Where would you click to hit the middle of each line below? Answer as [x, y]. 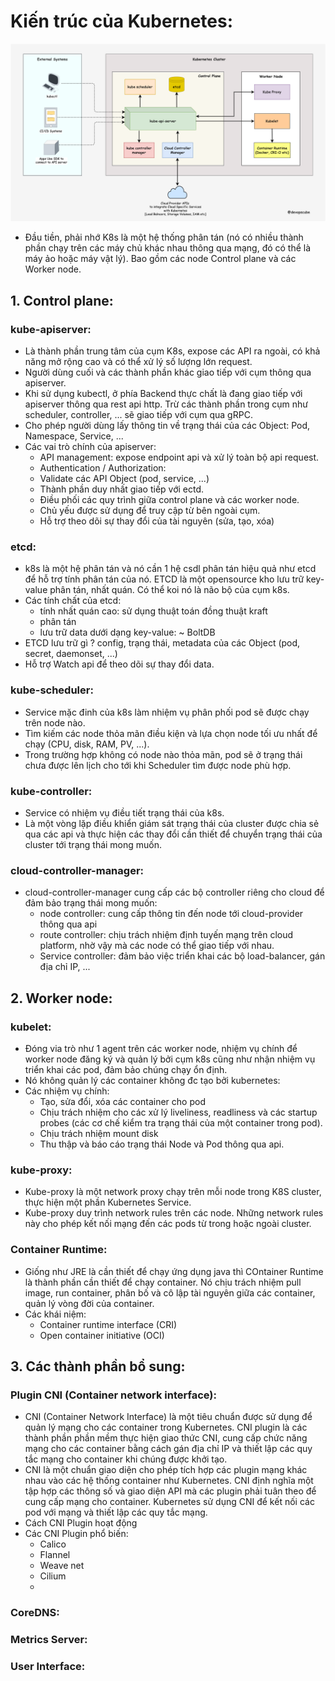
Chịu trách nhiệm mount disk [99, 1133]
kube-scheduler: [52, 690]
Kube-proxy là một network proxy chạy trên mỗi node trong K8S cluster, [173, 1192]
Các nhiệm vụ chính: [67, 1091]
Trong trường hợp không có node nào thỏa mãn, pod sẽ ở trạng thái [163, 754]
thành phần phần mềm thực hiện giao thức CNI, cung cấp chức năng [166, 1438]
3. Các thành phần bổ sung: [98, 1366]
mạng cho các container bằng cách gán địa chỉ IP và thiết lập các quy [168, 1449]
